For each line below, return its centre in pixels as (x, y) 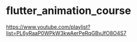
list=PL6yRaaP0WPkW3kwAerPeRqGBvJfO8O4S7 (66, 33)
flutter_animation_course (69, 11)
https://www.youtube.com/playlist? (48, 27)
